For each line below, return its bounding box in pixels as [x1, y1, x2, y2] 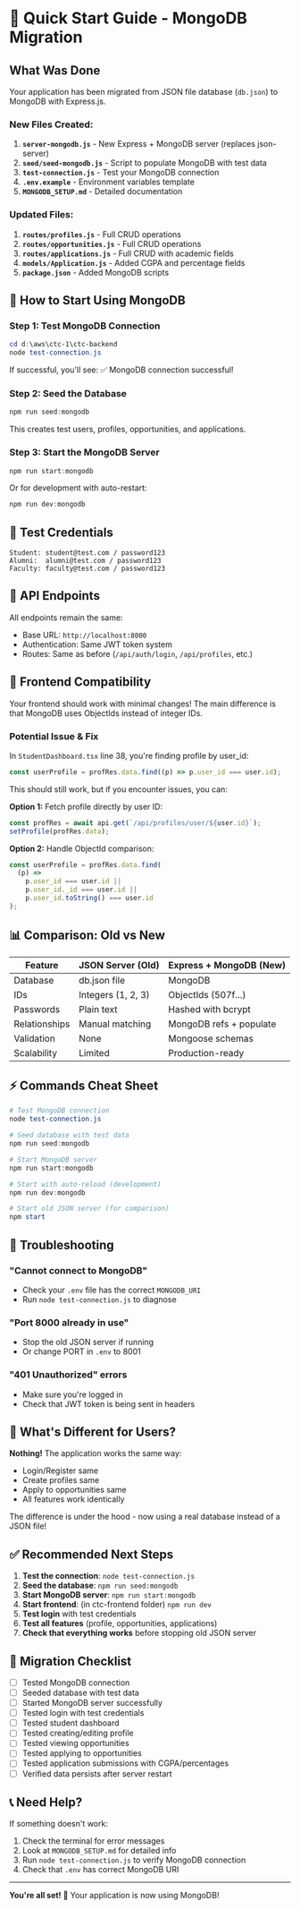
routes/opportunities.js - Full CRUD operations [21, 238, 202, 249]
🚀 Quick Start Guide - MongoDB [9, 8, 247, 29]
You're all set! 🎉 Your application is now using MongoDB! [9, 1890, 220, 1901]
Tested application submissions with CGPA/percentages [21, 1758, 229, 1768]
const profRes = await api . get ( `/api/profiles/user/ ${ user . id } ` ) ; [9, 818, 262, 827]
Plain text [79, 1002, 118, 1015]
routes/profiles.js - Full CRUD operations [21, 228, 181, 240]
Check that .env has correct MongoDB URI [21, 1864, 179, 1875]
